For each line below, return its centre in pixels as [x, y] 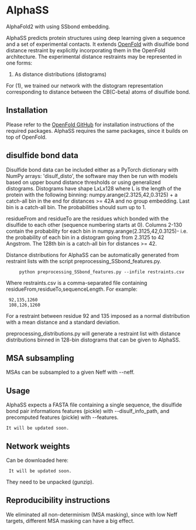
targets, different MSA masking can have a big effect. [70, 521]
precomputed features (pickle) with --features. [62, 417]
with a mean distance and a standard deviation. [63, 322]
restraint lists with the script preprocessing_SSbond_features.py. [84, 261]
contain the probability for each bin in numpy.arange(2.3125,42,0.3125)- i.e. [97, 231]
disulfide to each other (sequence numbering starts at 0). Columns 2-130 [94, 224]
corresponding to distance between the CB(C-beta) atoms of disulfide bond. [98, 92]
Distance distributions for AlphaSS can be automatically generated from [93, 255]
